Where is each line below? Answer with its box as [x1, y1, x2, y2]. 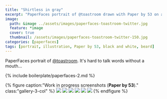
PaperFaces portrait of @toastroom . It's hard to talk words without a [5, 57, 145, 63]
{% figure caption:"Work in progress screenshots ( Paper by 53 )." [5, 82, 139, 88]
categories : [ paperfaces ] [5, 40, 59, 45]
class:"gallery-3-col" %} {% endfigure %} [5, 88, 128, 94]
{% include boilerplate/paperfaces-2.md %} [5, 72, 95, 78]
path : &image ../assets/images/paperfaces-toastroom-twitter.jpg [9, 21, 148, 26]
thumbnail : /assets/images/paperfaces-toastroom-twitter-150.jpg [9, 35, 148, 40]
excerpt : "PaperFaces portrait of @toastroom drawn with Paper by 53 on [5, 12, 159, 17]
